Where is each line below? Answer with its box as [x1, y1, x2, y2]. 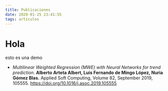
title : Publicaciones [5, 7, 51, 12]
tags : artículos [5, 16, 39, 21]
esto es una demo [5, 54, 43, 60]
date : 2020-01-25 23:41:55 [5, 12, 62, 17]
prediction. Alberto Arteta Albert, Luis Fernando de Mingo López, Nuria [12, 69, 163, 75]
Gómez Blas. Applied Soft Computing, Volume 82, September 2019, [12, 75, 153, 81]
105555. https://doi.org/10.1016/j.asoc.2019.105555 [12, 80, 117, 86]
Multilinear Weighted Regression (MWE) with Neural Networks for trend [12, 64, 161, 70]
